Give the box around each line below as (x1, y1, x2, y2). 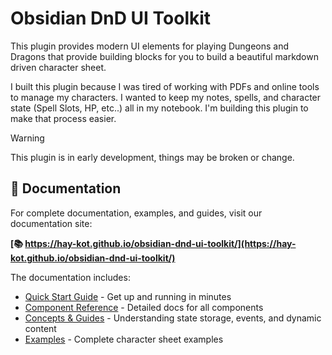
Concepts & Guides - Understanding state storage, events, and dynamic (24, 312, 322, 324)
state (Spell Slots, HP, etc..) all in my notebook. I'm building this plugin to (10, 102, 309, 114)
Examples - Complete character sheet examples (24, 333, 224, 345)
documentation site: (10, 217, 93, 229)
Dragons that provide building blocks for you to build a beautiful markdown (10, 50, 319, 62)
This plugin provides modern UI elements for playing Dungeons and (10, 40, 290, 52)
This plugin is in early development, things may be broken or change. (10, 151, 295, 163)
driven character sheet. (10, 61, 107, 73)
